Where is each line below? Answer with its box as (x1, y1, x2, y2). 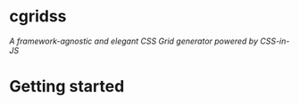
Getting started (9, 77, 125, 97)
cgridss (9, 6, 67, 27)
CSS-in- (260, 36, 290, 46)
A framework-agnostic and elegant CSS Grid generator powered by (9, 36, 259, 46)
